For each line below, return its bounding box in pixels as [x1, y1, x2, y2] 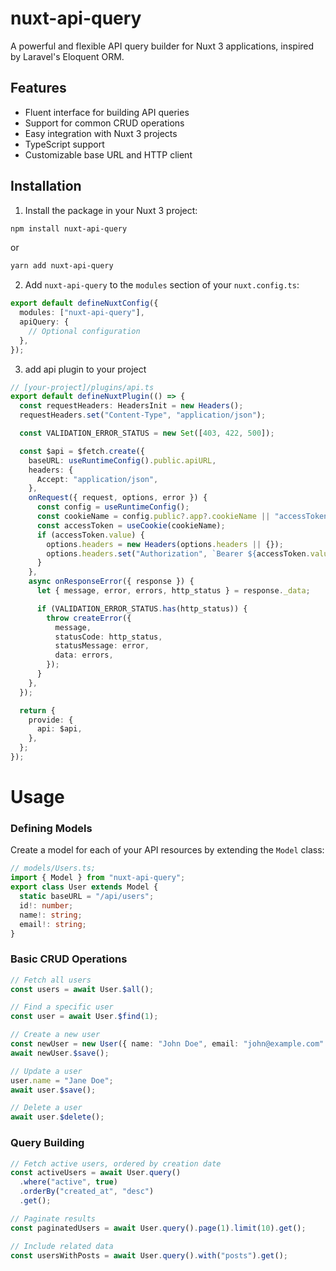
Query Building [10, 1136, 85, 1150]
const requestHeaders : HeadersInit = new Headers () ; [19, 401, 244, 411]
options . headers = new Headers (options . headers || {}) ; [46, 539, 284, 549]
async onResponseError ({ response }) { [28, 577, 195, 587]
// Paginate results [10, 1213, 97, 1224]
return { [19, 705, 56, 716]
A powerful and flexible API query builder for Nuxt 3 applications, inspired [10, 40, 315, 52]
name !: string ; [19, 910, 83, 920]
